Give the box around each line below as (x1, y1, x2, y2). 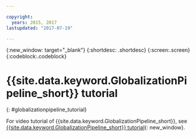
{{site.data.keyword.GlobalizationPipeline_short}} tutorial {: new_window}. (6, 124, 185, 131)
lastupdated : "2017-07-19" (6, 25, 73, 31)
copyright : (6, 14, 33, 20)
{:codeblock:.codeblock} (6, 53, 67, 60)
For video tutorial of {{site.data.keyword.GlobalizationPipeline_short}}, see (6, 117, 188, 125)
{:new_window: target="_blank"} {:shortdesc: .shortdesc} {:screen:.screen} (6, 46, 191, 54)
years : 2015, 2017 (11, 19, 58, 26)
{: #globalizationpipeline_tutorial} (6, 106, 87, 113)
